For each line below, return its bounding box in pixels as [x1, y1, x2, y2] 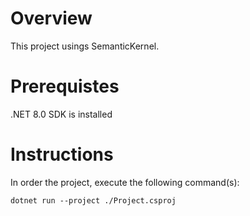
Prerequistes [10, 75, 120, 98]
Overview [10, 7, 93, 30]
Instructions [10, 143, 114, 166]
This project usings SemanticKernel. [10, 40, 160, 52]
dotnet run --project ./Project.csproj [10, 195, 177, 206]
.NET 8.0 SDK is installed [10, 108, 113, 120]
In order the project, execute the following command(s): [10, 176, 240, 188]
